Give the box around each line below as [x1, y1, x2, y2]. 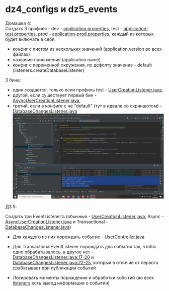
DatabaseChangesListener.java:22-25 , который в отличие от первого [12, 260, 158, 266]
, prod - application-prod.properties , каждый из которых [35, 31, 154, 37]
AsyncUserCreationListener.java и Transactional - [5, 219, 108, 225]
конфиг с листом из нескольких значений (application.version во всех [12, 46, 162, 52]
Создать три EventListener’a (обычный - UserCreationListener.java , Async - [5, 214, 164, 220]
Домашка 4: [5, 20, 32, 26]
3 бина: [5, 77, 21, 83]
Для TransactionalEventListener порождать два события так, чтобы [12, 244, 156, 250]
